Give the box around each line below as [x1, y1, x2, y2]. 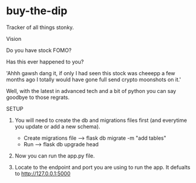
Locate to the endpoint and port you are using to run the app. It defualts [14, 163, 191, 171]
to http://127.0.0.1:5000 [14, 170, 71, 177]
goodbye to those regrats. [6, 94, 70, 101]
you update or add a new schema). [14, 123, 100, 130]
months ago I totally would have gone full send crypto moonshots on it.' [6, 76, 181, 83]
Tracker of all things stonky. [6, 24, 74, 31]
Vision [6, 35, 22, 42]
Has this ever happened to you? [6, 58, 84, 65]
